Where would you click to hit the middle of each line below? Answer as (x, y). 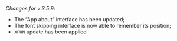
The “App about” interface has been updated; (69, 19)
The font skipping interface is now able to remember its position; (93, 26)
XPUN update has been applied (50, 32)
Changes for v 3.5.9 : (30, 8)
